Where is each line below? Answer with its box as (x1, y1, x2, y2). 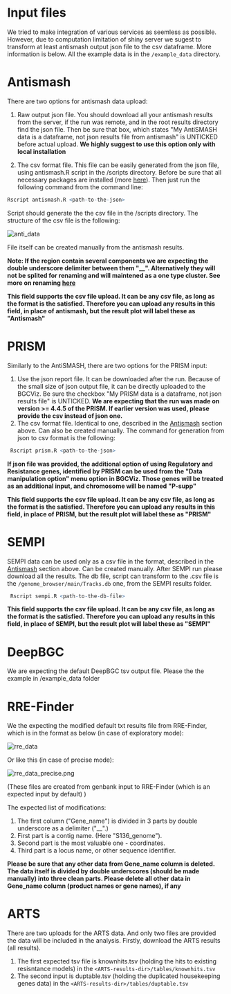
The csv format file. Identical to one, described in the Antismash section (17, 419, 223, 427)
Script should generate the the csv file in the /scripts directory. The (7, 209, 198, 217)
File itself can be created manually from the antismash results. (7, 243, 185, 251)
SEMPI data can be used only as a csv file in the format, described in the (7, 557, 214, 566)
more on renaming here (7, 279, 76, 287)
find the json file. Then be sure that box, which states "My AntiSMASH (17, 125, 218, 133)
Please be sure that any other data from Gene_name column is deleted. (7, 860, 215, 868)
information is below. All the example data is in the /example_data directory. (7, 50, 221, 58)
